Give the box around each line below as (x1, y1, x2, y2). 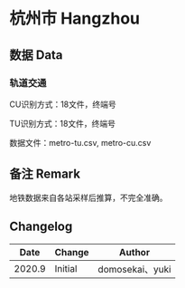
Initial (54, 262, 78, 274)
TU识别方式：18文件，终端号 (9, 118, 116, 129)
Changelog (9, 219, 73, 235)
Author (118, 245, 151, 258)
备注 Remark (9, 167, 81, 182)
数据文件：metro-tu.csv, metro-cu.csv (9, 137, 152, 148)
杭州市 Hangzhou (9, 8, 141, 29)
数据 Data (9, 47, 63, 62)
